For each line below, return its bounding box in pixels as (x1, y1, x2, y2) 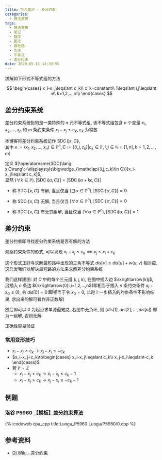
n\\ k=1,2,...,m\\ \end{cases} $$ (50, 91, 113, 97)
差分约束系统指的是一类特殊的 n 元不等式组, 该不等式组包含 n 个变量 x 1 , (5, 120, 147, 127)
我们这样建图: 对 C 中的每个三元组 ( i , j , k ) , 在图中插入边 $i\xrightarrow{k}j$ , (5, 276, 154, 282)
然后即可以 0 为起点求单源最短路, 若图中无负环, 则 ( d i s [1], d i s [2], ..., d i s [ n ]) (5, 307, 152, 313)
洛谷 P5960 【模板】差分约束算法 (5, 409, 83, 416)
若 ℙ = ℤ (12, 365, 29, 371)
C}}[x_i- (120, 166, 136, 172)
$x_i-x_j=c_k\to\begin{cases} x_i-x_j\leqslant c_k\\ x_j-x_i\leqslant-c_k (12, 354, 154, 360)
